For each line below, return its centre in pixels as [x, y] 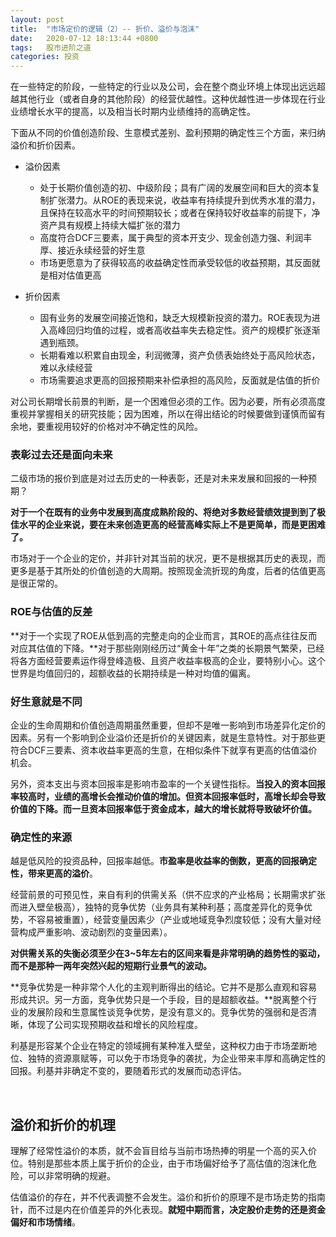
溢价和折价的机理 [63, 1124]
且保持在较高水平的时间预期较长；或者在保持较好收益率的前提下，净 [180, 213]
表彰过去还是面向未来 [61, 455]
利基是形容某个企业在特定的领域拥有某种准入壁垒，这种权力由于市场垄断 [159, 1046]
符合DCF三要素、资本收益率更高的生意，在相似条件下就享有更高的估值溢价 [164, 750]
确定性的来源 [41, 837]
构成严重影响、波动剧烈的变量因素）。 [95, 932]
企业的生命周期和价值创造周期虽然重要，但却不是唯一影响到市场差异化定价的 [168, 725]
